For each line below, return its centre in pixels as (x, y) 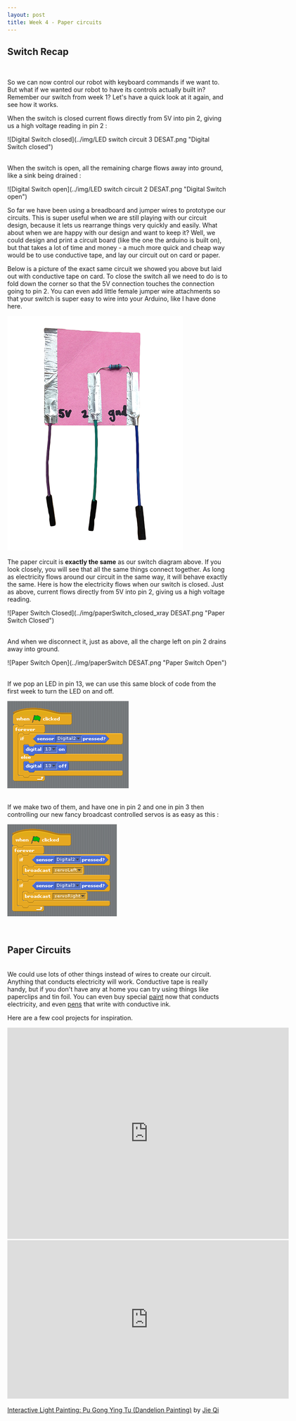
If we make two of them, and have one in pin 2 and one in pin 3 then (106, 807)
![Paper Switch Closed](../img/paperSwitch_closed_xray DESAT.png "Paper (116, 613)
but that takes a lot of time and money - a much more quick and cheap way (116, 248)
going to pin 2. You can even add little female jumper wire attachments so (114, 292)
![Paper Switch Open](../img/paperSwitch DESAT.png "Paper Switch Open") (117, 663)
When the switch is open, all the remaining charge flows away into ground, (115, 168)
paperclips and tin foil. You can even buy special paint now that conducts (113, 997)
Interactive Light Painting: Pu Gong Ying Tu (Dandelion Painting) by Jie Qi (113, 1410)
